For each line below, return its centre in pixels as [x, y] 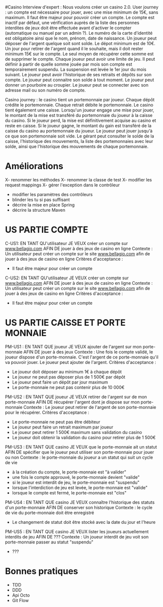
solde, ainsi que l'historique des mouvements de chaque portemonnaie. [77, 146]
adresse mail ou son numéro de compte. [45, 90]
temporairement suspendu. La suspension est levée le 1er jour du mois [76, 69]
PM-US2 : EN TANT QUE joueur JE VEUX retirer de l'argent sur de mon [76, 397]
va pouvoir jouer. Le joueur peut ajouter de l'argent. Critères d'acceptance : [81, 362]
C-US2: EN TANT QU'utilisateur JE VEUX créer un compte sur [67, 278]
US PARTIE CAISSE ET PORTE [65, 323]
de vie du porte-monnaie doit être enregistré [50, 513]
